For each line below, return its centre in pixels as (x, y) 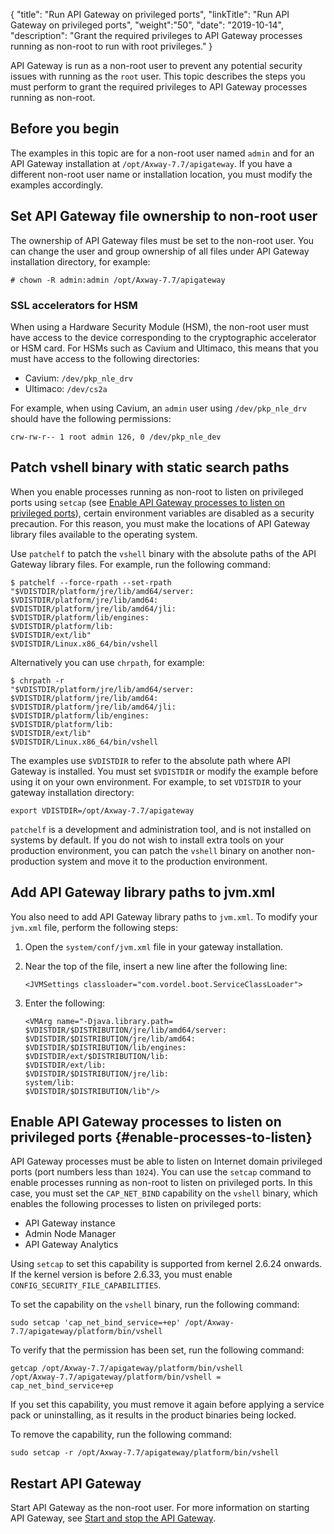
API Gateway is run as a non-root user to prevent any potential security (156, 65)
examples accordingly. (56, 185)
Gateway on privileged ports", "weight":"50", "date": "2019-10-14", (147, 25)
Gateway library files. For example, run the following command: (140, 564)
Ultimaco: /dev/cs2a (66, 388)
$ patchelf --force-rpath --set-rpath (91, 582)
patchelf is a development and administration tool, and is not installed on (161, 829)
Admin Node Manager (70, 1234)
